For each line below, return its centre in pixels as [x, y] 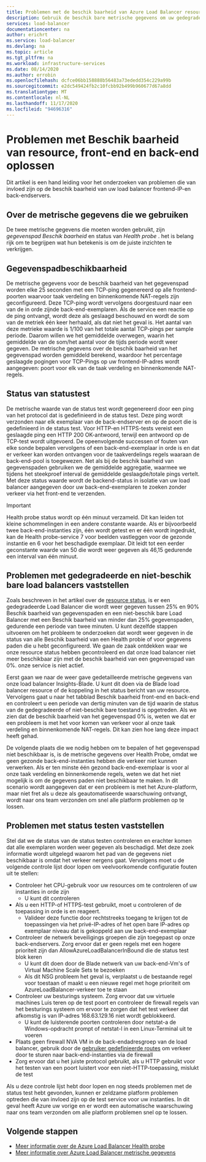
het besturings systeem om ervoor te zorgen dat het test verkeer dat [102, 1009]
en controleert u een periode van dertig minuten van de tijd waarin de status [103, 703]
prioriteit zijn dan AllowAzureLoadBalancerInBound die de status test [102, 950]
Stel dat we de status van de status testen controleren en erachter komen [99, 840]
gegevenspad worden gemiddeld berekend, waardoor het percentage [94, 355]
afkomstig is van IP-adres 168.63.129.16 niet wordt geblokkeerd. [95, 1015]
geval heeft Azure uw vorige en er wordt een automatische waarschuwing [100, 1106]
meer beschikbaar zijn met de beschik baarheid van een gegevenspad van [101, 659]
